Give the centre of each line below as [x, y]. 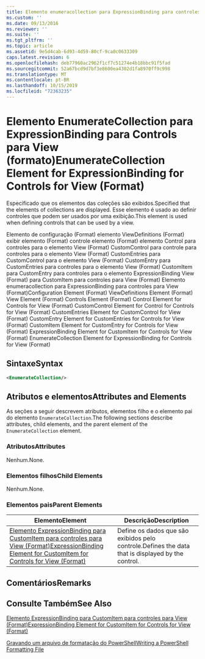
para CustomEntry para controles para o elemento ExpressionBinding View [100, 273]
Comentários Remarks [49, 583]
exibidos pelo [136, 538]
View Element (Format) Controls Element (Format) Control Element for [94, 299]
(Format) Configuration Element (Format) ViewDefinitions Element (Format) [100, 293]
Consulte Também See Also [59, 603]
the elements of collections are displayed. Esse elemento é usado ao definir [101, 209]
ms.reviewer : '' [27, 29]
